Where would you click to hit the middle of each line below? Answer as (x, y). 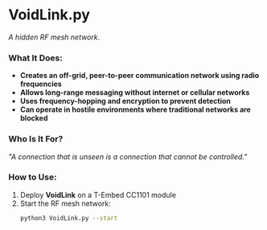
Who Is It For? (36, 139)
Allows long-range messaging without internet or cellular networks (135, 92)
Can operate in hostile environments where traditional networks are (135, 109)
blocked (34, 118)
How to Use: (33, 177)
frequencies (41, 84)
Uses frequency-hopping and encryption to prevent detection (125, 101)
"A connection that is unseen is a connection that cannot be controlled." (128, 156)
